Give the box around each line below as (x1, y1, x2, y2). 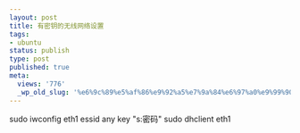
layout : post (9, 12, 58, 22)
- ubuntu (9, 37, 42, 47)
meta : (9, 71, 29, 80)
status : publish (9, 46, 70, 55)
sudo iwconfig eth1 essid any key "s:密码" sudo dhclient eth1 (9, 113, 231, 124)
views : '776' (17, 79, 66, 88)
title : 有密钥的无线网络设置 (9, 21, 104, 30)
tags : (9, 29, 29, 38)
